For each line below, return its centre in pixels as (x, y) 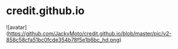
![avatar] (17, 27)
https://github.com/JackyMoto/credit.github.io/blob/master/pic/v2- (90, 33)
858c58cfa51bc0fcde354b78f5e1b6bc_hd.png (63, 40)
